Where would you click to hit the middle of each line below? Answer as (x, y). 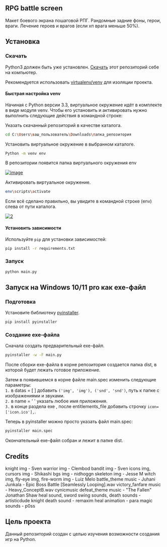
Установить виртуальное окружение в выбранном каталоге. (70, 144)
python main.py (21, 271)
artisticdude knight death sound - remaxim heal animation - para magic (79, 500)
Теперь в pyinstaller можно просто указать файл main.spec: (69, 422)
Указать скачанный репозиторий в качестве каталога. (64, 125)
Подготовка (21, 302)
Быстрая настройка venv (33, 94)
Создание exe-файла (32, 335)
